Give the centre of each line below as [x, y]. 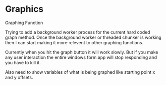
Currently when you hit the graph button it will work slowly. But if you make [82, 52]
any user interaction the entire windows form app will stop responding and [81, 57]
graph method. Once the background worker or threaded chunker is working [83, 37]
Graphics [24, 9]
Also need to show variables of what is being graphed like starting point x [80, 72]
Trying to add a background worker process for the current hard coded [78, 32]
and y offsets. [19, 77]
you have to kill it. [23, 62]
